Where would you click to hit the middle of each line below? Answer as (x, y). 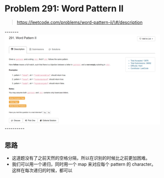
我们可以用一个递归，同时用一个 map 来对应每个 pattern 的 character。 (84, 164)
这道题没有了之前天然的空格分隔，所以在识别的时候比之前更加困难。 (81, 158)
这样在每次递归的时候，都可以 (42, 171)
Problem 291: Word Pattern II (64, 9)
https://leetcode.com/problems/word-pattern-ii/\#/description (80, 22)
